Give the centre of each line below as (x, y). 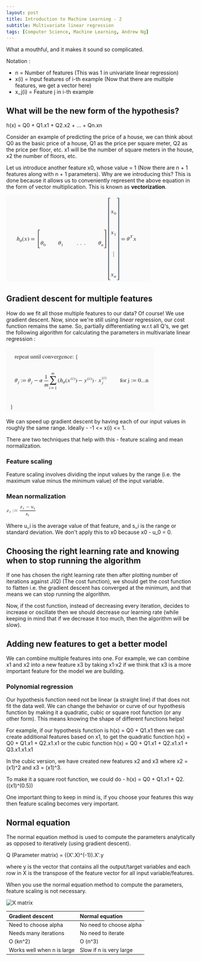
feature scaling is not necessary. (46, 891)
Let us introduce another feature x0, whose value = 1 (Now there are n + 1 (97, 168)
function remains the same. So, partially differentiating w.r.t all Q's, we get (97, 326)
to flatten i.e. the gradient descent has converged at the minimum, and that (99, 588)
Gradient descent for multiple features (79, 299)
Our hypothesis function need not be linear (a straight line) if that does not (98, 700)
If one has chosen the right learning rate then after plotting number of (92, 575)
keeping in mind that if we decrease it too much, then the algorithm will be (98, 619)
